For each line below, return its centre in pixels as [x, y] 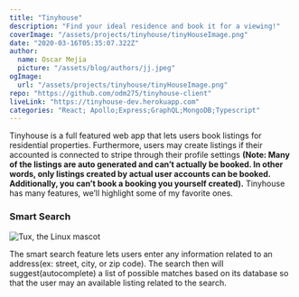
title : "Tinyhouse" [46, 18]
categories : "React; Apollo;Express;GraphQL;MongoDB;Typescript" [135, 110]
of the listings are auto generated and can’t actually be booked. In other [146, 164]
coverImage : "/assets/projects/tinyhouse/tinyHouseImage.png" [129, 34]
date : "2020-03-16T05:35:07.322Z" [75, 43]
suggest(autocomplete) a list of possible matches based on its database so [149, 273]
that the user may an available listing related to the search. [118, 283]
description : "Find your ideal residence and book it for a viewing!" [145, 26]
